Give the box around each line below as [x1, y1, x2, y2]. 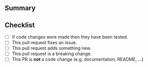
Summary [4, 4, 36, 12]
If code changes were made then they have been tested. [11, 34, 128, 40]
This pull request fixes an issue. [11, 40, 77, 46]
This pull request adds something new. [11, 45, 92, 51]
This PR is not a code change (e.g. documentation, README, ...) [11, 57, 144, 63]
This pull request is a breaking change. [11, 51, 92, 57]
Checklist [4, 21, 35, 29]
